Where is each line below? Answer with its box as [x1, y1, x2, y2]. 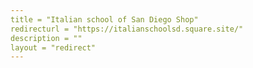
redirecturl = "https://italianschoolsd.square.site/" [10, 24, 244, 34]
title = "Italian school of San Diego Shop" [10, 14, 199, 25]
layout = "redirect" [10, 42, 97, 53]
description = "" [10, 33, 83, 43]
